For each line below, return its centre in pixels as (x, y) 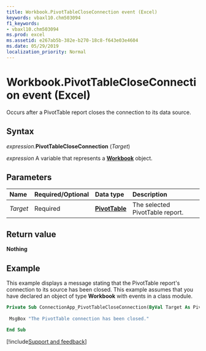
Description (150, 195)
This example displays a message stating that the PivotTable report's (93, 283)
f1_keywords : (23, 23)
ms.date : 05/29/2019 (33, 47)
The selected (151, 205)
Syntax (20, 131)
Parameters (29, 177)
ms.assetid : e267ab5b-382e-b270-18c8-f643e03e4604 (72, 40)
